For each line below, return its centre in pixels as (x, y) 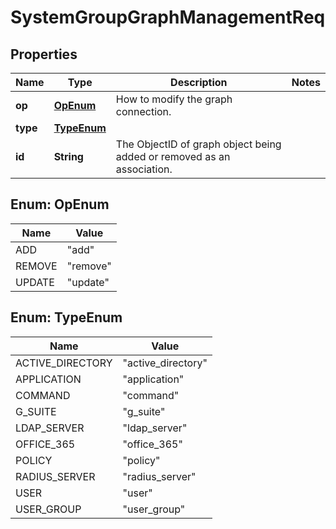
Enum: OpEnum (60, 204)
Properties (44, 54)
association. (144, 169)
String (68, 156)
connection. (143, 111)
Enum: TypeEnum (66, 317)
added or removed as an (173, 156)
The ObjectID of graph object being (198, 144)
